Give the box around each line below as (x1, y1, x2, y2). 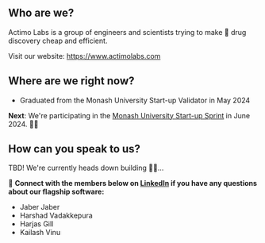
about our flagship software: (8, 187, 105, 197)
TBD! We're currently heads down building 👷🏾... (8, 163, 164, 173)
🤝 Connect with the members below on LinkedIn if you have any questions (8, 179, 258, 188)
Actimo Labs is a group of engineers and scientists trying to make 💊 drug (8, 27, 247, 37)
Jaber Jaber (19, 202, 60, 212)
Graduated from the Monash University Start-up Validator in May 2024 (19, 95, 251, 105)
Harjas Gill (19, 219, 54, 229)
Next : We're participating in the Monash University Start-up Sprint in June (8, 110, 251, 120)
